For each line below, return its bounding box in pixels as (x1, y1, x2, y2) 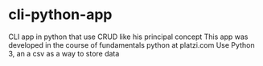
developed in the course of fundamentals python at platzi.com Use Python (8, 40, 255, 49)
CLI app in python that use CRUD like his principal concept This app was (8, 32, 249, 41)
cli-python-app (8, 6, 113, 24)
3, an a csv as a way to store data (8, 49, 120, 58)
